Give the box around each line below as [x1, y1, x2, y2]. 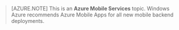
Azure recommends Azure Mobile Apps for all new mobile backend [11, 11, 174, 18]
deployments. [11, 18, 45, 24]
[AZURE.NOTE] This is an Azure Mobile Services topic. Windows [11, 5, 170, 12]
